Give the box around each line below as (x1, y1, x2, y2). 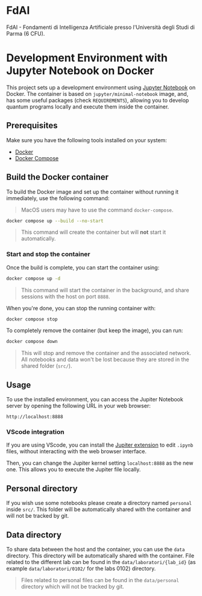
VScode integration (6, 428, 65, 436)
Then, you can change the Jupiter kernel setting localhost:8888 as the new (6, 459, 194, 467)
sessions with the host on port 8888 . (21, 293, 110, 300)
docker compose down (6, 339, 58, 345)
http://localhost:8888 (6, 414, 63, 420)
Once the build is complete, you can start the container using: (6, 263, 160, 271)
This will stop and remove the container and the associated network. (21, 350, 192, 357)
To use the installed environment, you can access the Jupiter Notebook (6, 396, 184, 403)
